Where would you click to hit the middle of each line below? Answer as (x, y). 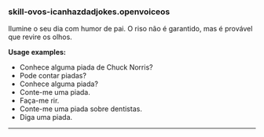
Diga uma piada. (46, 117)
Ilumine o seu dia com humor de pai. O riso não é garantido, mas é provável (130, 29)
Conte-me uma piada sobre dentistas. (81, 109)
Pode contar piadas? (53, 76)
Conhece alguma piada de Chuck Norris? (86, 67)
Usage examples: (37, 52)
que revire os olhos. (40, 37)
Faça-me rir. (39, 101)
